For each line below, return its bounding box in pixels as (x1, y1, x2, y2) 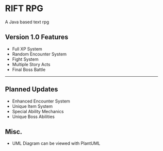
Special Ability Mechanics (12, 108, 64, 114)
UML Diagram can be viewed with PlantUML (12, 140, 100, 146)
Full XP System (12, 46, 43, 51)
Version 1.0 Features (5, 33, 69, 41)
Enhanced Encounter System (12, 98, 70, 104)
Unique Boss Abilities (12, 114, 55, 119)
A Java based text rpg (5, 19, 49, 25)
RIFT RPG (5, 3, 44, 14)
